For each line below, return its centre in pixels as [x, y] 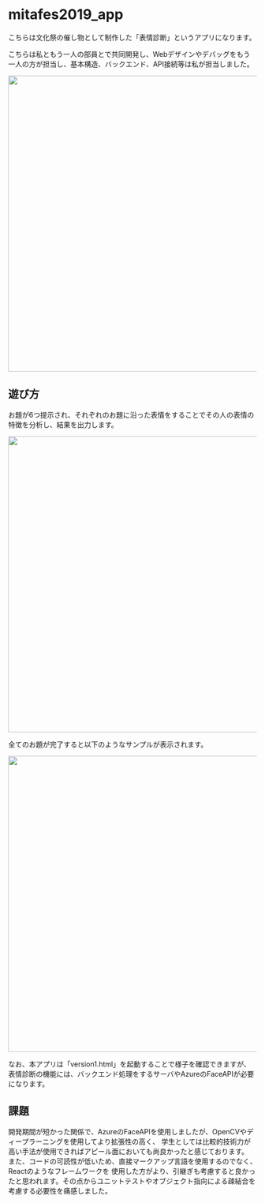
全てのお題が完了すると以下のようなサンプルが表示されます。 [108, 744]
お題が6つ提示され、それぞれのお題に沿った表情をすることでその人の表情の [131, 414]
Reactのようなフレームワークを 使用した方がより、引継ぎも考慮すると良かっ [132, 1171]
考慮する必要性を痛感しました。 [60, 1190]
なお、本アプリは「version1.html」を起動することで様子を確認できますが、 [129, 1064]
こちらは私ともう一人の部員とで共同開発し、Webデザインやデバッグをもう [129, 54]
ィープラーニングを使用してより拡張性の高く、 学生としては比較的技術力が [129, 1141]
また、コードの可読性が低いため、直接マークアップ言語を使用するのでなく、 [132, 1161]
